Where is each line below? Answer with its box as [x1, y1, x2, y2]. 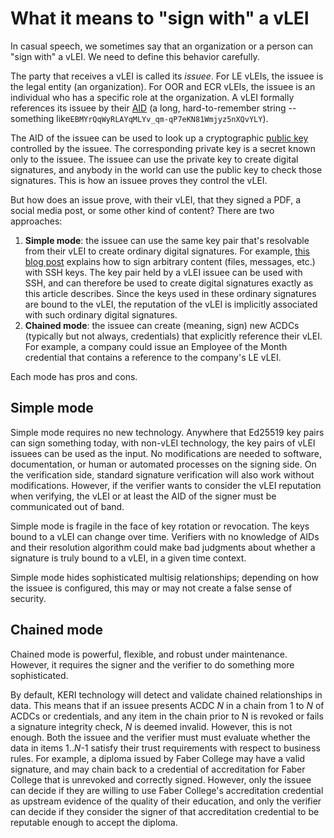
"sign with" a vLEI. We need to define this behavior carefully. [10, 50, 260, 62]
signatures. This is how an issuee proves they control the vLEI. [10, 174, 268, 186]
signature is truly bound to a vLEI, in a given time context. [10, 552, 247, 564]
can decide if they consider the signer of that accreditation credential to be [10, 805, 320, 817]
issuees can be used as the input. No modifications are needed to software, [10, 447, 322, 459]
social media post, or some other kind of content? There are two [10, 204, 275, 216]
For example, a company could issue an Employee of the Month [24, 340, 288, 352]
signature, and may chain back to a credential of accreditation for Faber [10, 763, 306, 775]
